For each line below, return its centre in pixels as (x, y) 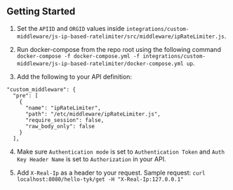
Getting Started (41, 12)
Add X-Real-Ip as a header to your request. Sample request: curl (111, 172)
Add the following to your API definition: (74, 76)
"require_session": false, (65, 120)
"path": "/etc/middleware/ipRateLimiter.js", (93, 114)
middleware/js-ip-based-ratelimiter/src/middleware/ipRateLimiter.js (121, 36)
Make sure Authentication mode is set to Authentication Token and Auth (121, 151)
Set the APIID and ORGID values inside (71, 28)
